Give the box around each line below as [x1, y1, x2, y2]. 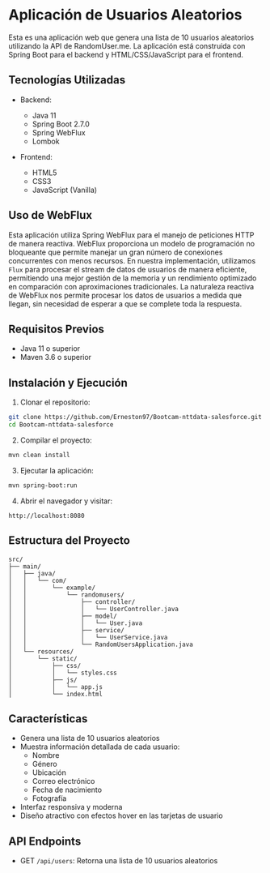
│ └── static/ [8, 654, 78, 662]
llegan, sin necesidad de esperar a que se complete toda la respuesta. [8, 298, 243, 309]
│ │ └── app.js [8, 683, 103, 691]
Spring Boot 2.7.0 [32, 119, 91, 129]
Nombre [32, 751, 60, 760]
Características [8, 712, 88, 725]
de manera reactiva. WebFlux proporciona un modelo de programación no [8, 238, 255, 248]
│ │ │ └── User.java [8, 618, 143, 627]
